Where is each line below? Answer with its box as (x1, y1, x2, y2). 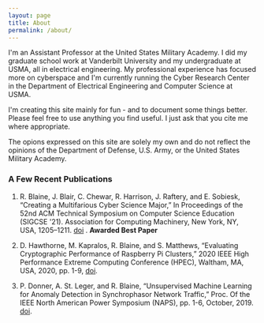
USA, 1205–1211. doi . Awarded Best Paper (19, 225, 158, 235)
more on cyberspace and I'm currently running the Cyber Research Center (8, 73, 250, 83)
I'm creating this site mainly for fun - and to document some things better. (8, 105, 248, 115)
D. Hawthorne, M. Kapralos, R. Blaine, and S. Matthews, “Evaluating (19, 240, 239, 250)
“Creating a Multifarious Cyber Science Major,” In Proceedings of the (19, 200, 244, 209)
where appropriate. (8, 122, 71, 131)
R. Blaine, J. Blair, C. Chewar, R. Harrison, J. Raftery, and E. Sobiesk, (19, 191, 240, 201)
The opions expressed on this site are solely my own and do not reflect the (8, 137, 251, 147)
